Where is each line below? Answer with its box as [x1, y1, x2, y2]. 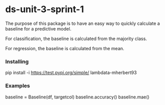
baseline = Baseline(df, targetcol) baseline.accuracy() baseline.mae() [5, 94, 150, 100]
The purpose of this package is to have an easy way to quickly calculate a [5, 20, 160, 26]
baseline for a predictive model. [5, 25, 72, 31]
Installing [5, 58, 29, 65]
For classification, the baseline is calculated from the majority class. [5, 36, 147, 42]
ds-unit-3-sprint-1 [5, 4, 84, 15]
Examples [5, 82, 30, 89]
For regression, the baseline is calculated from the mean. [5, 45, 124, 51]
